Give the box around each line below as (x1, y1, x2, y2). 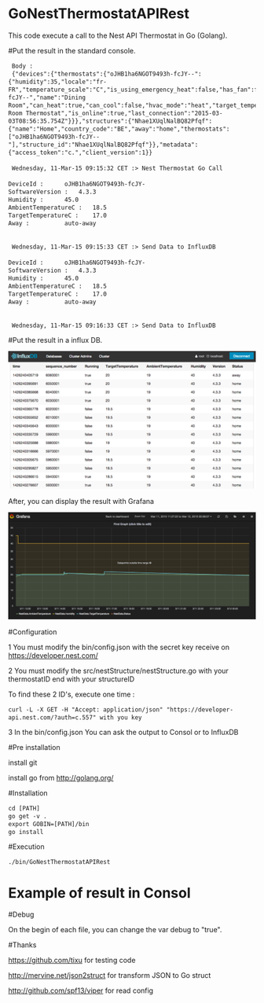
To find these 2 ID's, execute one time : (8, 689, 135, 699)
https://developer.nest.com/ (8, 650, 98, 660)
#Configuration (8, 626, 57, 637)
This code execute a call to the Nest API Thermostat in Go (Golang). (8, 31, 228, 40)
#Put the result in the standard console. (8, 46, 136, 55)
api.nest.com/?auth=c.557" (8, 713, 97, 722)
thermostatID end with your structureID (8, 674, 135, 684)
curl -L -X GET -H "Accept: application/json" (8, 705, 163, 714)
